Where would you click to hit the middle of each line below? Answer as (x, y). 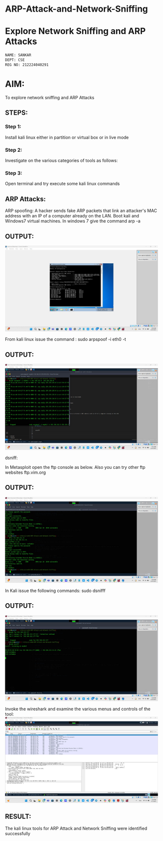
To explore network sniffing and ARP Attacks (50, 98)
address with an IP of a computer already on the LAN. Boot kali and (72, 216)
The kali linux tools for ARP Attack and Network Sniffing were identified (76, 828)
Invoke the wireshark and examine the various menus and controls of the (78, 709)
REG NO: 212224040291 (27, 65)
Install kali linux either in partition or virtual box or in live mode (67, 137)
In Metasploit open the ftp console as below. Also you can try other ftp (75, 467)
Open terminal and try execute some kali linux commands (62, 184)
